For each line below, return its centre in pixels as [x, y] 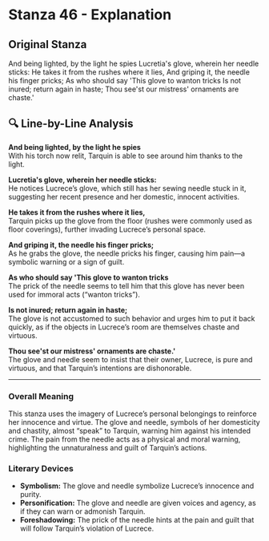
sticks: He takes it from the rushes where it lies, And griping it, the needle [129, 72]
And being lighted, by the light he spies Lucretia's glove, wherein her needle [134, 63]
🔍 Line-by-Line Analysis [71, 124]
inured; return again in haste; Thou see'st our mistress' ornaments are [124, 89]
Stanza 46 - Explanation [90, 15]
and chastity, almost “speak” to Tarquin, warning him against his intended [129, 431]
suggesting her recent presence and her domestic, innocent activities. [124, 196]
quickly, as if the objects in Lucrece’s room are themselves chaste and [124, 327]
